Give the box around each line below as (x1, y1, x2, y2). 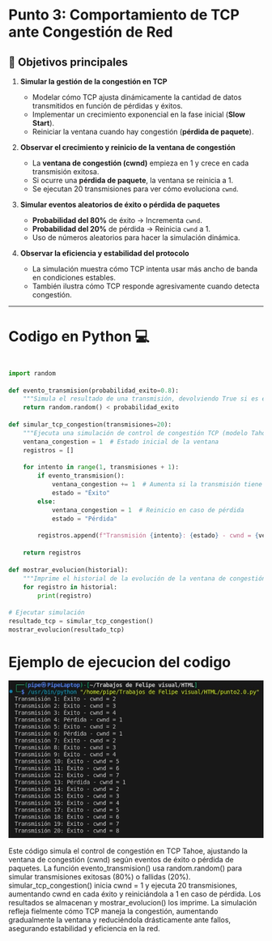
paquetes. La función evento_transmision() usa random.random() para (8, 863, 243, 873)
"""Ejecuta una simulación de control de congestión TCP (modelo (23, 429, 249, 437)
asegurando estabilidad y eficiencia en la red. (8, 924, 160, 934)
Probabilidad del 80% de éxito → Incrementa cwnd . (32, 216, 202, 225)
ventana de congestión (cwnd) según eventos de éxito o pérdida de (8, 855, 234, 865)
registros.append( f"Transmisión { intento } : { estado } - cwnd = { (37, 532, 259, 540)
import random (8, 369, 57, 378)
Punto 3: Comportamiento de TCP (8, 6, 240, 24)
